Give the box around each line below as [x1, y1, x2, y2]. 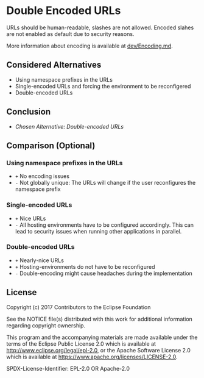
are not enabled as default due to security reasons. [6, 30, 135, 37]
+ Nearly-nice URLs [15, 257, 64, 264]
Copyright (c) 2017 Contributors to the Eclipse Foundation [6, 303, 151, 311]
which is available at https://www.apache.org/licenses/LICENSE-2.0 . [6, 353, 178, 360]
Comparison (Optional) [6, 140, 96, 151]
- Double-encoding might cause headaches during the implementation [15, 269, 193, 277]
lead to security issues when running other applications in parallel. [15, 227, 182, 235]
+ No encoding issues [15, 173, 70, 180]
